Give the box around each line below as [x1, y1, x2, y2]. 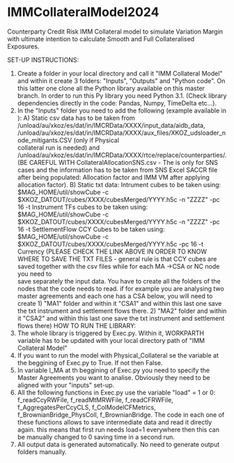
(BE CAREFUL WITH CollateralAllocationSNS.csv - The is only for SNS [17, 158, 218, 166]
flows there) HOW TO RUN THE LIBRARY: [17, 321, 136, 330]
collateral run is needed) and [17, 143, 100, 152]
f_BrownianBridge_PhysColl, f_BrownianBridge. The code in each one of [17, 410, 225, 419]
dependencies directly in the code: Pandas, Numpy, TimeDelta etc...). [17, 98, 217, 107]
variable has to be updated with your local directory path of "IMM [17, 336, 205, 344]
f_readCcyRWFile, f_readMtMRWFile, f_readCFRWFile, [17, 395, 174, 404]
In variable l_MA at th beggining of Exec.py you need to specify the [17, 366, 210, 374]
